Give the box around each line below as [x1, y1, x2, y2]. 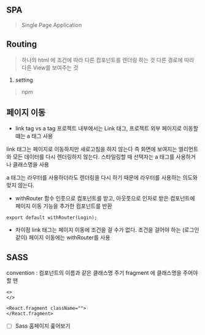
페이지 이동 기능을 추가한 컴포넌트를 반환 [15, 202, 112, 210]
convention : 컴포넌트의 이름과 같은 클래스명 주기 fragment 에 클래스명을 [6, 269, 182, 277]
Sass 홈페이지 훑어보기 [15, 322, 71, 329]
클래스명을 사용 [12, 161, 49, 168]
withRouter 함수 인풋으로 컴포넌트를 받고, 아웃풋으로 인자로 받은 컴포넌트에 [15, 195, 195, 202]
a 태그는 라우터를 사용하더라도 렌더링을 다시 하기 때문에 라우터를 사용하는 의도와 [6, 174, 198, 181]
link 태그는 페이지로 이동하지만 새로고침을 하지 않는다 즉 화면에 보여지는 [6, 146, 177, 153]
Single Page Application [21, 21, 82, 28]
